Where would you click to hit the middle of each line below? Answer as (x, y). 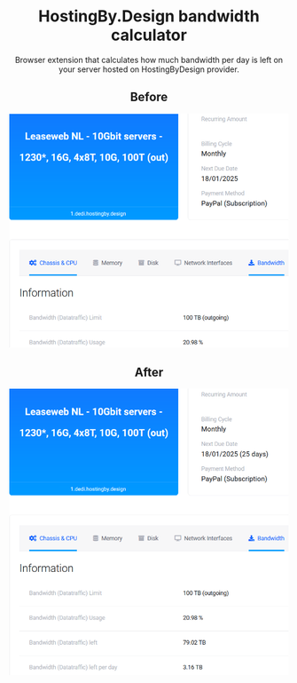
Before (149, 97)
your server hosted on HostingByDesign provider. (149, 69)
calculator (149, 35)
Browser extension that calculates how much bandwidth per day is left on (149, 60)
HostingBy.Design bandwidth (149, 16)
